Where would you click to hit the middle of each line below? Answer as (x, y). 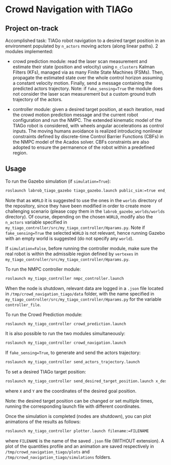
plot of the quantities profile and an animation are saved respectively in (80, 446)
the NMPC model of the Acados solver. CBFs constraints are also (81, 142)
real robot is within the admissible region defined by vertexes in (72, 254)
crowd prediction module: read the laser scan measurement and (80, 61)
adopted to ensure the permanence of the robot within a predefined (84, 147)
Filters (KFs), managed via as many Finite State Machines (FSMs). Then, (88, 72)
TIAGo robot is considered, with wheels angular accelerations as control (88, 126)
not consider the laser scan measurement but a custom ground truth (84, 94)
